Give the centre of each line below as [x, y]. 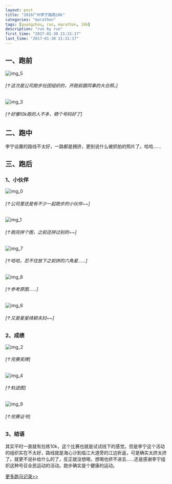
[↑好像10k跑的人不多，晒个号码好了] [44, 114]
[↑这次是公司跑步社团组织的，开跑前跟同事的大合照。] [61, 86]
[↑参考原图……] [22, 289]
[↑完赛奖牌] [18, 360]
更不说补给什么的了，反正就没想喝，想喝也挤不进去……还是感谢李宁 [90, 459]
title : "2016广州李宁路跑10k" [35, 15]
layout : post [19, 10]
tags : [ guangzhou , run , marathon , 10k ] [48, 24]
